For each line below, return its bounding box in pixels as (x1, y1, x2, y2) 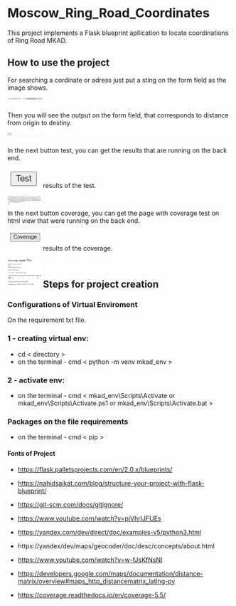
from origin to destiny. (7, 118, 73, 127)
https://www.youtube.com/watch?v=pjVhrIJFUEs (17, 514, 161, 523)
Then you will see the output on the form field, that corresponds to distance (7, 110, 229, 119)
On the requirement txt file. (7, 315, 87, 325)
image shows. (7, 83, 48, 92)
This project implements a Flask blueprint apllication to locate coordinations (7, 28, 229, 37)
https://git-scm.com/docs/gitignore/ (17, 500, 124, 508)
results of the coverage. (43, 244, 113, 252)
